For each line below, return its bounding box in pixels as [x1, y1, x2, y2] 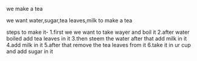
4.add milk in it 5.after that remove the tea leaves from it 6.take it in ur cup [6, 42, 192, 48]
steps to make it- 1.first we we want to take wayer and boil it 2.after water [6, 28, 190, 36]
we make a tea [6, 5, 43, 12]
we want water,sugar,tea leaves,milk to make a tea [6, 17, 133, 24]
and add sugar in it [6, 48, 54, 55]
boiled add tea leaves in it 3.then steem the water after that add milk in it [6, 35, 187, 42]
